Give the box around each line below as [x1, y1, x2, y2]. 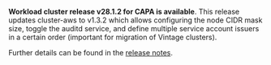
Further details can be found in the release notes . [8, 48, 173, 57]
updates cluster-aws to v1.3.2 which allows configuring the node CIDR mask [8, 15, 263, 25]
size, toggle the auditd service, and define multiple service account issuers [8, 24, 260, 33]
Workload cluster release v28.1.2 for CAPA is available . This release [8, 7, 240, 16]
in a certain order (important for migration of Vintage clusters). [8, 32, 217, 42]
